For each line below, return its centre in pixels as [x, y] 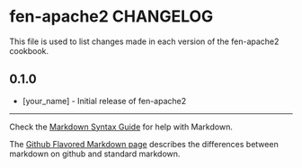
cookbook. [29, 50]
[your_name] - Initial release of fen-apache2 [104, 101]
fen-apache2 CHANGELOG [111, 17]
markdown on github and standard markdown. [95, 154]
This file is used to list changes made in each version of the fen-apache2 [144, 41]
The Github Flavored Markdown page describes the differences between [144, 144]
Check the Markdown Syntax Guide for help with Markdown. [121, 127]
